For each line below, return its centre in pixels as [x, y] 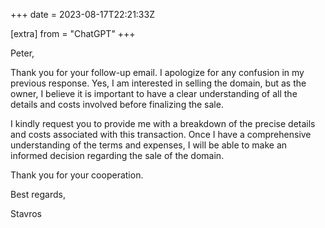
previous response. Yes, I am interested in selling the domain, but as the [158, 83]
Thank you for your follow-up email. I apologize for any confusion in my [157, 72]
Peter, [22, 53]
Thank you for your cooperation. [77, 175]
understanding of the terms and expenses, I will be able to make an [149, 145]
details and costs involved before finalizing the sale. [117, 104]
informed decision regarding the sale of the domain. [117, 155]
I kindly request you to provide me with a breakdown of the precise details [163, 123]
